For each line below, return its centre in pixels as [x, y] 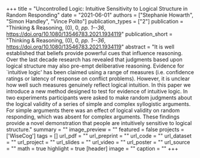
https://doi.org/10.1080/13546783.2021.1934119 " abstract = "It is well [90, 47]
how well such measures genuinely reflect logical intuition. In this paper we [99, 85]
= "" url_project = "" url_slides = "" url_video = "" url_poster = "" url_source [98, 142]
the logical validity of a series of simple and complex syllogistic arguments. [99, 104]
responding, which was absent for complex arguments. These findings [93, 117]
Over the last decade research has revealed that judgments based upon [95, 60]
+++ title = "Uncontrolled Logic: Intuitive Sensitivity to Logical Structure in [97, 9]
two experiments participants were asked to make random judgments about [99, 98]
